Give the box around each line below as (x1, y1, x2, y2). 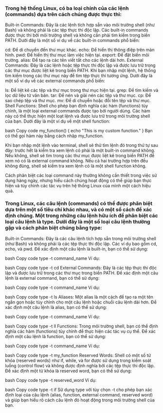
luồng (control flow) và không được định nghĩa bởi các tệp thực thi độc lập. (5, 362, 155, 368)
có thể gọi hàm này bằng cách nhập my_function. (5, 133, 104, 139)
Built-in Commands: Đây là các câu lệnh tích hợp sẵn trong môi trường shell (5, 235, 157, 241)
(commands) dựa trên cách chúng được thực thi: (5, 11, 122, 18)
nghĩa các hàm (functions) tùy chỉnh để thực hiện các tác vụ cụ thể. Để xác (5, 328, 156, 334)
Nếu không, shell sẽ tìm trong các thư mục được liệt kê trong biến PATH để (5, 153, 155, 159)
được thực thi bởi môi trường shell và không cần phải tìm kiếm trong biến (5, 32, 150, 38)
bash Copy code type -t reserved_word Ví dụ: (5, 377, 97, 383)
